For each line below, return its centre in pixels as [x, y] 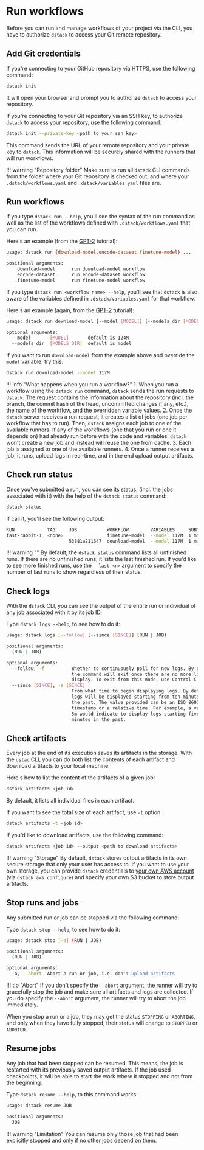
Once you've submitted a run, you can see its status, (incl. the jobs [90, 489]
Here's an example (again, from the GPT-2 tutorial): [70, 310]
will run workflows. [30, 158]
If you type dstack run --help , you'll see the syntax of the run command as [101, 217]
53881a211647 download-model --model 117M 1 [130, 541]
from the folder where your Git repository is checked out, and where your [98, 176]
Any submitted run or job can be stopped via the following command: [93, 918]
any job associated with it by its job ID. [54, 612]
